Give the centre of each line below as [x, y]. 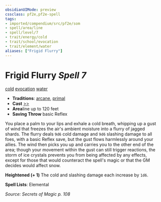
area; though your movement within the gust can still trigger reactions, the [80, 150]
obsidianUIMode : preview [31, 10]
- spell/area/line [24, 28]
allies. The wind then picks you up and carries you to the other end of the [80, 145]
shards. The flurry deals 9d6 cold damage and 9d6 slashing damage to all [79, 134]
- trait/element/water [28, 46]
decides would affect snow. [33, 166]
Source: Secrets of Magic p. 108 [38, 194]
